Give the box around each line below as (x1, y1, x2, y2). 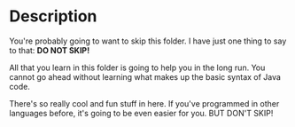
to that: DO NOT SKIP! (9, 44, 90, 55)
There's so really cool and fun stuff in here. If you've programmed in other (9, 98, 280, 108)
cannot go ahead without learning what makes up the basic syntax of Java (9, 71, 282, 82)
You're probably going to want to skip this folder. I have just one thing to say (9, 36, 287, 46)
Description (9, 6, 97, 27)
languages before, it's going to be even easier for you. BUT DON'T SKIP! (9, 107, 274, 118)
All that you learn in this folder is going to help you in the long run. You (9, 62, 266, 73)
